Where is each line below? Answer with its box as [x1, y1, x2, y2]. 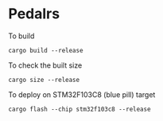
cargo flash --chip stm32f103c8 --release [8, 105, 151, 113]
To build [8, 31, 35, 41]
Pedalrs [8, 5, 60, 23]
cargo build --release [8, 46, 83, 54]
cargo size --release [8, 76, 80, 84]
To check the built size [8, 60, 83, 70]
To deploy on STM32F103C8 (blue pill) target [8, 89, 156, 100]
